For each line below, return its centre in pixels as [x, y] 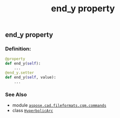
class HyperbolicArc [33, 111]
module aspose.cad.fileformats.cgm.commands [59, 105]
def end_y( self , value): [31, 77]
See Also [16, 94]
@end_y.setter [20, 73]
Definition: [18, 49]
